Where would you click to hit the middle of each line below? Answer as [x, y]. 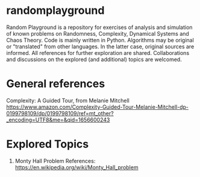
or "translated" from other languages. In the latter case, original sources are [100, 47]
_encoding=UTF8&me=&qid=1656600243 [58, 120]
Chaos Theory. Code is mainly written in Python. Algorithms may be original [100, 40]
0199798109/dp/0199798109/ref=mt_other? [60, 113]
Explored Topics [48, 144]
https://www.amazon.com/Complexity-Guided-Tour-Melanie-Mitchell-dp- [97, 107]
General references [56, 84]
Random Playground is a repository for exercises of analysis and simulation [99, 27]
